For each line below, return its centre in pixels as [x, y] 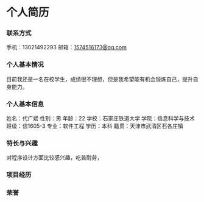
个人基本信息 [25, 104]
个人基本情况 [25, 64]
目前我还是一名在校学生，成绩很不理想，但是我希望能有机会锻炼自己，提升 [100, 79]
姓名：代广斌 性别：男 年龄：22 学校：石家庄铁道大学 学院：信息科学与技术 [100, 119]
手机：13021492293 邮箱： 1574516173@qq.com [66, 47]
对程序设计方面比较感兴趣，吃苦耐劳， [54, 158]
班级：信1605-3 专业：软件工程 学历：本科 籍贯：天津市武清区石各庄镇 [95, 126]
